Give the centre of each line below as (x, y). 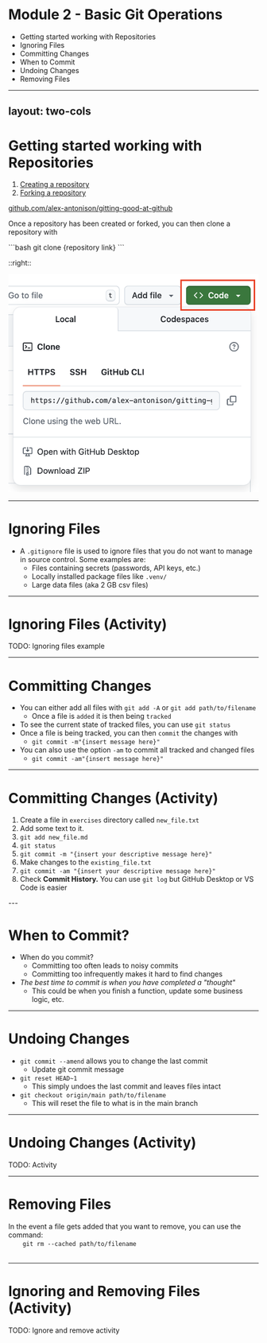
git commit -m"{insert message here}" (96, 742)
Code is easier (43, 887)
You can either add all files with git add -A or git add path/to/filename (138, 708)
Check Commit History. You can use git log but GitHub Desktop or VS (137, 879)
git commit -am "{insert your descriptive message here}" (118, 871)
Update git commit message (78, 1069)
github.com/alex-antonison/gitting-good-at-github (91, 208)
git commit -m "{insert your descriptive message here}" (116, 855)
